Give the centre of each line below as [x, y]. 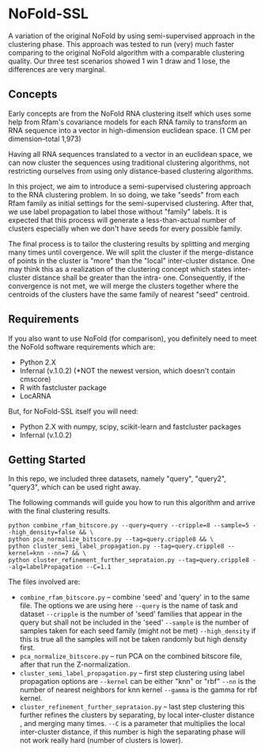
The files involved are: [44, 582]
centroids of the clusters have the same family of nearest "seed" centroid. [129, 294]
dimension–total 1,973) [45, 139]
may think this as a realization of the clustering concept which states [120, 269]
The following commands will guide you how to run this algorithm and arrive [132, 503]
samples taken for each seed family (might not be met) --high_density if [138, 631]
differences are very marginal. [57, 69]
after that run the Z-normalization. [75, 665]
